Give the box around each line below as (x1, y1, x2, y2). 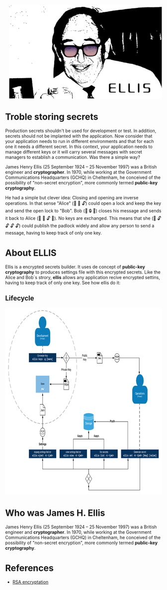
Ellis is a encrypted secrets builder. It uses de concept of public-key (5, 264, 145, 270)
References (5, 562, 54, 574)
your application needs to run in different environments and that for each (5, 138, 154, 144)
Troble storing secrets (5, 111, 98, 123)
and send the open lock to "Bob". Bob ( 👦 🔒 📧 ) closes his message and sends (5, 207, 162, 214)
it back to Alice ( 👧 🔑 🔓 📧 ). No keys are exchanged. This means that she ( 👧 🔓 (5, 215, 162, 221)
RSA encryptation (12, 579, 49, 585)
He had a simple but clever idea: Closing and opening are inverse (5, 194, 139, 200)
